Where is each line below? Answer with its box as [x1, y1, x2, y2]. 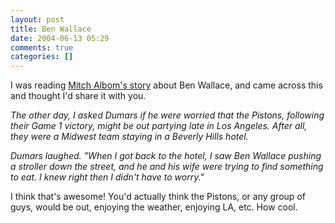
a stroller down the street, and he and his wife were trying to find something [10, 161, 324, 173]
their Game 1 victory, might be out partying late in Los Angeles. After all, [10, 120, 308, 132]
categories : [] [10, 52, 74, 62]
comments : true [10, 42, 74, 53]
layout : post [10, 14, 65, 25]
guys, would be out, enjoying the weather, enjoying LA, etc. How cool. [10, 201, 298, 213]
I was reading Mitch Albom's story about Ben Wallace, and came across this [10, 79, 323, 91]
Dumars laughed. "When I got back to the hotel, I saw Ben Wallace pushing [10, 150, 322, 162]
